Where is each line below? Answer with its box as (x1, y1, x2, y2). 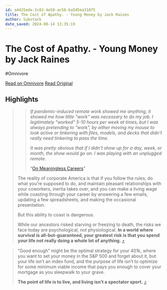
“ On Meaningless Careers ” (30, 165, 86, 171)
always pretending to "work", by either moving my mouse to (30, 125, 155, 130)
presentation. (17, 202, 45, 208)
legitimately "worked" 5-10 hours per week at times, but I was (30, 119, 158, 125)
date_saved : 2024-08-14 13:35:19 (5, 21, 75, 27)
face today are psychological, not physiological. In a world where (17, 227, 153, 233)
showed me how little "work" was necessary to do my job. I (30, 114, 153, 120)
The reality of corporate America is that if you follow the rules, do (17, 175, 153, 181)
